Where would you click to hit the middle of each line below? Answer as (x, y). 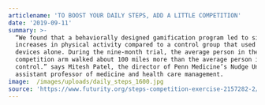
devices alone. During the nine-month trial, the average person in (130, 52)
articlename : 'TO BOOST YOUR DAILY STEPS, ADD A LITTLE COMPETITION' (125, 15)
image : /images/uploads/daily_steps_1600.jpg (86, 81)
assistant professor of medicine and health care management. (119, 74)
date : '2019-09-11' (40, 23)
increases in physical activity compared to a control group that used (136, 45)
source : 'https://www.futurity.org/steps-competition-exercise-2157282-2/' (135, 89)
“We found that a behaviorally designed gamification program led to (132, 37)
